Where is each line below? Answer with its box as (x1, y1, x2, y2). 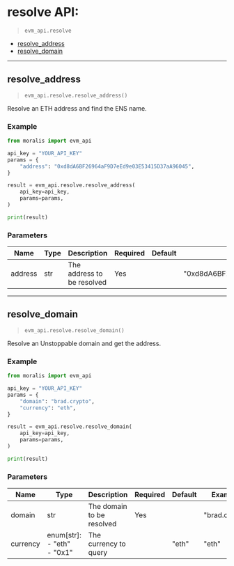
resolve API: (7, 4, 79, 20)
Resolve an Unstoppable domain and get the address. (7, 339, 162, 347)
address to (68, 269, 103, 278)
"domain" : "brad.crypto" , (19, 398, 95, 404)
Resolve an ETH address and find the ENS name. (7, 104, 148, 112)
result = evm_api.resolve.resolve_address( (7, 182, 136, 189)
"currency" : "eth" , (19, 404, 77, 411)
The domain (88, 502, 127, 512)
